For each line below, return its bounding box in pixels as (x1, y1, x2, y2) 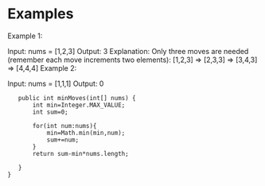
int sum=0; (32, 108, 68, 116)
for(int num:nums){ (32, 122, 97, 130)
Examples (7, 5, 74, 23)
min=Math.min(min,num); (46, 129, 126, 137)
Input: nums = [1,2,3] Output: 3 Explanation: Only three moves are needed (7, 46, 249, 56)
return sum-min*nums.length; (32, 149, 129, 157)
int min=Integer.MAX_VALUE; (32, 101, 126, 109)
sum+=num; (46, 136, 80, 144)
